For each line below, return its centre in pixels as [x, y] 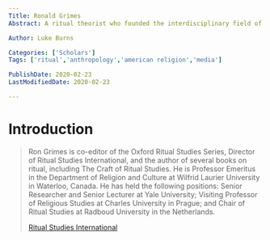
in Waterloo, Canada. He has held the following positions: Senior [135, 186]
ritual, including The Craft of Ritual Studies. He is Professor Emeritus [142, 168]
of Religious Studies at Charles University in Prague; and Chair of [137, 203]
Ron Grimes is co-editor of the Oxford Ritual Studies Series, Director [141, 151]
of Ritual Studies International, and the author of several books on [137, 160]
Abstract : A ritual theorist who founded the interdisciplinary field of [135, 23]
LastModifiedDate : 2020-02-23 [59, 82]
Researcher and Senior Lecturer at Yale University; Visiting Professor [143, 194]
